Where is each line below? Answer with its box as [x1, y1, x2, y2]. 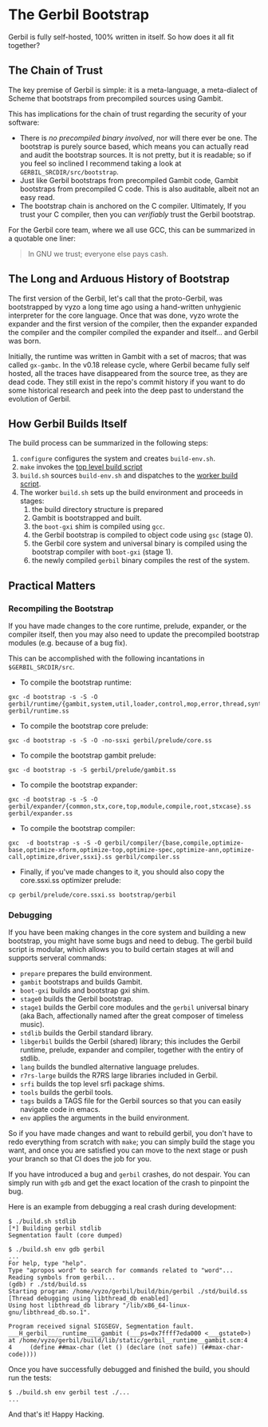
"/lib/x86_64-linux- [122, 1301, 191, 1309]
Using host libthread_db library [8, 1301, 120, 1309]
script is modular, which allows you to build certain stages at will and [8, 945, 234, 954]
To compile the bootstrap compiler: [19, 824, 136, 833]
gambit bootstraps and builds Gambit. [19, 977, 143, 987]
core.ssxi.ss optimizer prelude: [19, 876, 121, 885]
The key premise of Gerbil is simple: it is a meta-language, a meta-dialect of [8, 85, 258, 94]
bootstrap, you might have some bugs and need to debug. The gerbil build [8, 936, 253, 945]
